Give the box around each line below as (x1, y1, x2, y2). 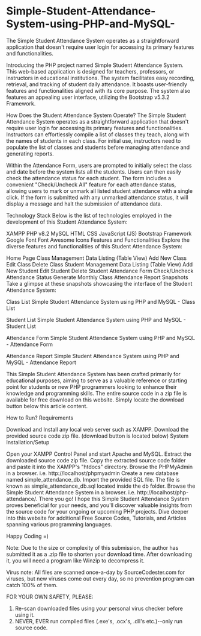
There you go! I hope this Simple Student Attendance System (38, 495, 190, 502)
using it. (14, 611, 35, 619)
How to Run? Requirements (6, 414, 74, 421)
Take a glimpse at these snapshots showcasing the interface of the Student (6, 280, 193, 287)
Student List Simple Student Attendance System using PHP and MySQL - (6, 316, 186, 323)
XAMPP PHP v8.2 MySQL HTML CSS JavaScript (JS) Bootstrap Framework (6, 230, 192, 237)
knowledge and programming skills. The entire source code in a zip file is (6, 389, 187, 397)
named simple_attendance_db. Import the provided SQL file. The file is (6, 476, 180, 483)
